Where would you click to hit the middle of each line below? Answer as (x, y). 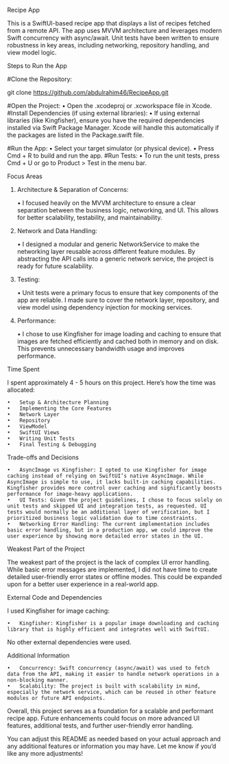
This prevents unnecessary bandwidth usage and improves (101, 349)
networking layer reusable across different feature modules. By (106, 251)
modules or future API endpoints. (57, 698)
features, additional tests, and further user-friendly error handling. (100, 725)
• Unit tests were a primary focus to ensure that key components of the (118, 293)
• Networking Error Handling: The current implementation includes (109, 524)
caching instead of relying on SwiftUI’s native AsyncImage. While (106, 476)
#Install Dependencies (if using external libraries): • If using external (104, 113)
